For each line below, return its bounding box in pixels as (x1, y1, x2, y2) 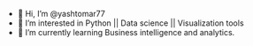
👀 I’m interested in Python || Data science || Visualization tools (17, 18, 245, 28)
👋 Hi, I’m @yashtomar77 (17, 9, 106, 19)
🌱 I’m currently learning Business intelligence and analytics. (17, 27, 235, 37)
